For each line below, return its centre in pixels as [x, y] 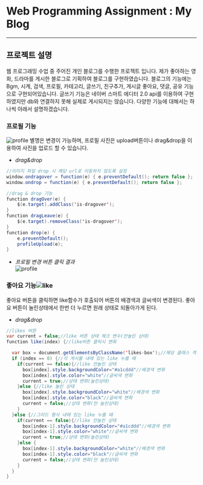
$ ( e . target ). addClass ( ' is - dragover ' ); [66, 205]
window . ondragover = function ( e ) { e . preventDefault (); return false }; [100, 177]
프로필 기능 [21, 126]
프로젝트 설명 [29, 55]
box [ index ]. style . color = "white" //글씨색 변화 [77, 375]
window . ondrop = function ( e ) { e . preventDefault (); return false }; [94, 182]
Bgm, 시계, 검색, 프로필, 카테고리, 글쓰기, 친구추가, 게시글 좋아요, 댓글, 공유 [95, 86]
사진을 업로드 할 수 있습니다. [55, 148]
